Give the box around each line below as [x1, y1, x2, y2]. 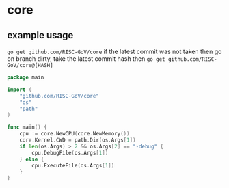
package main [7, 74, 44, 81]
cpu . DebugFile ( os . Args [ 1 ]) [31, 149, 109, 156]
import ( [7, 86, 32, 93]
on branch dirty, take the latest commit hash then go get [7, 55, 165, 63]
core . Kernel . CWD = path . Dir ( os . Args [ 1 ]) [19, 137, 136, 144]
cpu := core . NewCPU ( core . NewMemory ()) [19, 131, 130, 137]
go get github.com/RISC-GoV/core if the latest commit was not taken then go [7, 47, 222, 55]
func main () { [7, 124, 48, 131]
